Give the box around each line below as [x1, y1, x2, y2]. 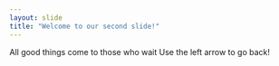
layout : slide [9, 13, 63, 23]
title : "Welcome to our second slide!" [9, 22, 160, 31]
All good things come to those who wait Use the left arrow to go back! [9, 46, 270, 57]
